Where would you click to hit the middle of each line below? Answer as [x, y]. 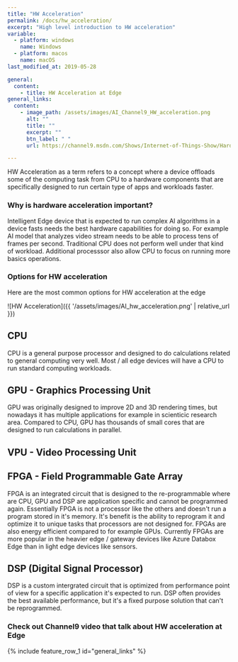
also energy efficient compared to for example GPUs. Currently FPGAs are [116, 531]
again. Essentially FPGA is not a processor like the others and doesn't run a [117, 509]
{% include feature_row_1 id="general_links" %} [77, 651]
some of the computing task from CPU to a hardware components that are [115, 180]
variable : [22, 34]
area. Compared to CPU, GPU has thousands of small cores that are [106, 422]
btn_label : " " [49, 139]
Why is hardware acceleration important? [80, 205]
